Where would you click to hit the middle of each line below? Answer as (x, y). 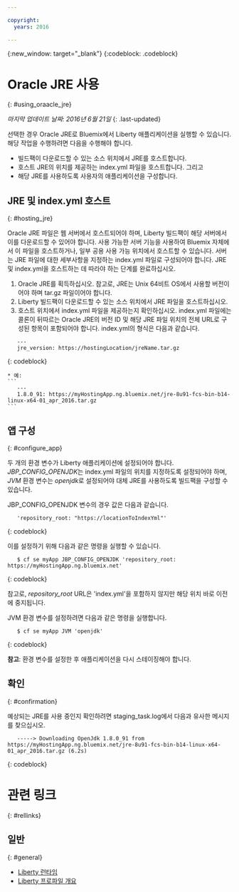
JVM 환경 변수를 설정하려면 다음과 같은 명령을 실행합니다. (87, 618)
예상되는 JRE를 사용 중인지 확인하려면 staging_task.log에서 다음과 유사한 (109, 716)
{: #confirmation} (33, 701)
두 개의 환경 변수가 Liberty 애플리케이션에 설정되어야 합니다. (91, 463)
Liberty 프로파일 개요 (47, 881)
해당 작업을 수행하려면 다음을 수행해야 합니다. (70, 143)
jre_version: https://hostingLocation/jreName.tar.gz (98, 348)
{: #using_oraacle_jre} (40, 105)
